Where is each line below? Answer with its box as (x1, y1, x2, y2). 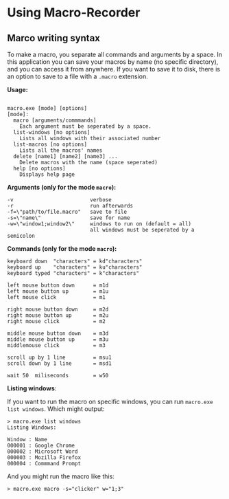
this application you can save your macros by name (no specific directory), (7, 58, 219, 66)
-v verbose (7, 197, 112, 203)
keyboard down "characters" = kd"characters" (7, 258, 143, 265)
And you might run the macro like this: (7, 472, 114, 480)
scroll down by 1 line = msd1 (7, 360, 112, 367)
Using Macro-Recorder (7, 5, 141, 21)
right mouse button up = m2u (7, 312, 109, 319)
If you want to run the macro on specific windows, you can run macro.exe (7, 397, 214, 406)
